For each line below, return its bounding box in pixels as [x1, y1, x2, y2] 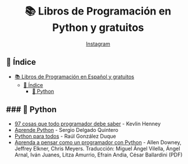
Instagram [86, 40, 110, 47]
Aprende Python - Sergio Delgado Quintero [14, 126, 119, 133]
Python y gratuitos [52, 21, 144, 34]
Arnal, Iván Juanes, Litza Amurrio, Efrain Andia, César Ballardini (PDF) [14, 151, 183, 158]
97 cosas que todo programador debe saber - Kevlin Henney [14, 120, 161, 127]
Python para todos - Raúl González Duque [14, 132, 116, 139]
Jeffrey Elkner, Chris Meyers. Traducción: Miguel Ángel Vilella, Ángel [14, 145, 180, 152]
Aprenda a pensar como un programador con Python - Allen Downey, [14, 138, 182, 146]
